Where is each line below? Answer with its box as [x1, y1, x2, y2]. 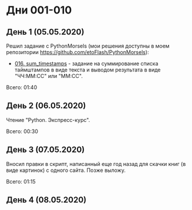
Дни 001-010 [6, 4, 72, 17]
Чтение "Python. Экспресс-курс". [6, 116, 90, 123]
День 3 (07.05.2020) [6, 145, 85, 155]
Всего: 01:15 [6, 178, 36, 185]
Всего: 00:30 [6, 127, 38, 135]
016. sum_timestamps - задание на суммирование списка [14, 60, 159, 67]
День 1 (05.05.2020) [6, 27, 85, 37]
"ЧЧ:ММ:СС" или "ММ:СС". [14, 73, 83, 79]
